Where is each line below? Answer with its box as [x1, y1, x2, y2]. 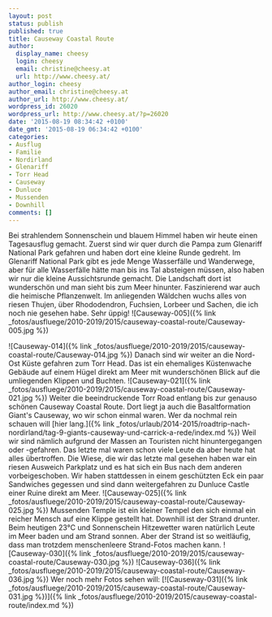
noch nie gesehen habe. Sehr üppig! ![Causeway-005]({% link [8, 308, 217, 318]
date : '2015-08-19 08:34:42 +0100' [8, 118, 129, 126]
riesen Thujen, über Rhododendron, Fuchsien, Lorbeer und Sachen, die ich [8, 300, 258, 310]
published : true [8, 27, 63, 35]
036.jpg [8, 575, 35, 584]
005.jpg [8, 326, 35, 336]
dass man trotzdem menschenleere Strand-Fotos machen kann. [8, 540, 222, 550]
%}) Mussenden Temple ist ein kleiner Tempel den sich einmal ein [35, 506, 256, 515]
